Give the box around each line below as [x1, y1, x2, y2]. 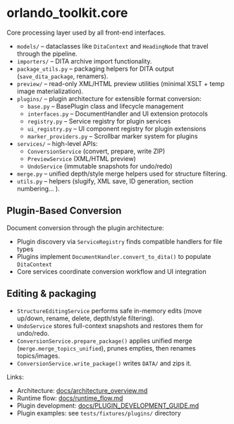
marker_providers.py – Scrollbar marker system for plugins [27, 132, 198, 140]
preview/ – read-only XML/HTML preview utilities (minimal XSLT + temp [16, 79, 225, 87]
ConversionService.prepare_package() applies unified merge [16, 337, 192, 345]
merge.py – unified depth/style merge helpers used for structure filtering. [16, 169, 228, 178]
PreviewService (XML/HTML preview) [27, 154, 137, 163]
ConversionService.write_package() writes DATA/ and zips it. [16, 358, 192, 368]
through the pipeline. [16, 49, 78, 58]
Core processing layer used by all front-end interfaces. [6, 28, 166, 37]
